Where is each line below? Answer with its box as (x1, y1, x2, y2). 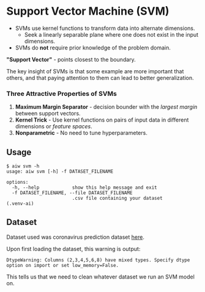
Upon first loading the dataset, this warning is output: (6, 245, 141, 252)
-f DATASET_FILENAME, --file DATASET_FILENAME (12, 190, 133, 196)
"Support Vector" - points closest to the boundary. (6, 56, 136, 63)
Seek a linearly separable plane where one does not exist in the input (24, 31, 199, 38)
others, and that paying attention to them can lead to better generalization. (6, 74, 194, 81)
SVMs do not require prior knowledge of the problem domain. (15, 44, 171, 51)
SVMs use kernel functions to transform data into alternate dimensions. (15, 24, 195, 32)
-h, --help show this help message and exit (12, 184, 157, 191)
